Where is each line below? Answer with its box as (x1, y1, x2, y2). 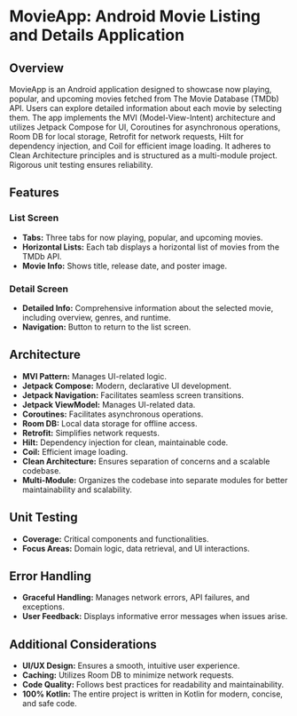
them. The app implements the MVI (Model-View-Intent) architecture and (9, 113, 277, 123)
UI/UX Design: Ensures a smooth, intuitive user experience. (21, 660, 240, 672)
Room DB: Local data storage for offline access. (21, 418, 198, 428)
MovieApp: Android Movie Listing (9, 6, 262, 27)
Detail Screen (9, 282, 69, 295)
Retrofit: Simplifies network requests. (21, 427, 160, 438)
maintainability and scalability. (21, 484, 133, 495)
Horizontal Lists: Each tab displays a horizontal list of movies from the (21, 242, 280, 252)
